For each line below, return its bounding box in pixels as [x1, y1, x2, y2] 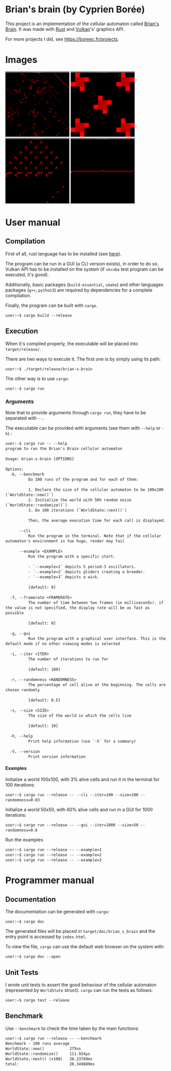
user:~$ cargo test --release [5, 998, 70, 1003]
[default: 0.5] [28, 697, 60, 703]
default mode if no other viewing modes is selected [5, 641, 120, 646]
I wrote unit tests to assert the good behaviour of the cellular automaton [5, 982, 157, 988]
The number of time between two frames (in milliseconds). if [28, 600, 164, 605]
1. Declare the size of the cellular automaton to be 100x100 [28, 487, 164, 492]
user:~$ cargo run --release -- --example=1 [5, 847, 102, 853]
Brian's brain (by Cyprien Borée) [5, 4, 145, 15]
